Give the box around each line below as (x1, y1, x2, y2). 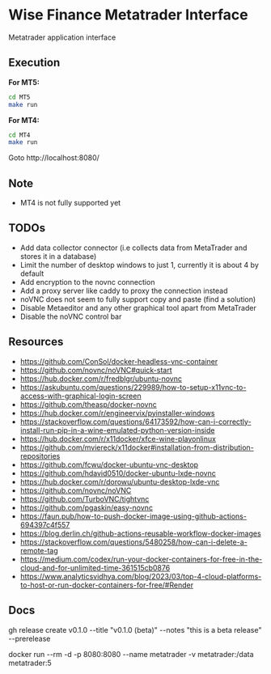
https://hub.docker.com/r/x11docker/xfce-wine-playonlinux (19, 434, 217, 443)
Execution (8, 56, 61, 70)
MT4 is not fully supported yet (19, 198, 121, 208)
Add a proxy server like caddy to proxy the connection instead (19, 286, 228, 295)
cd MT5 (8, 93, 31, 101)
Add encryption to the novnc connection (19, 277, 155, 286)
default (19, 269, 44, 278)
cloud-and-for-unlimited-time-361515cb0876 (19, 562, 171, 572)
